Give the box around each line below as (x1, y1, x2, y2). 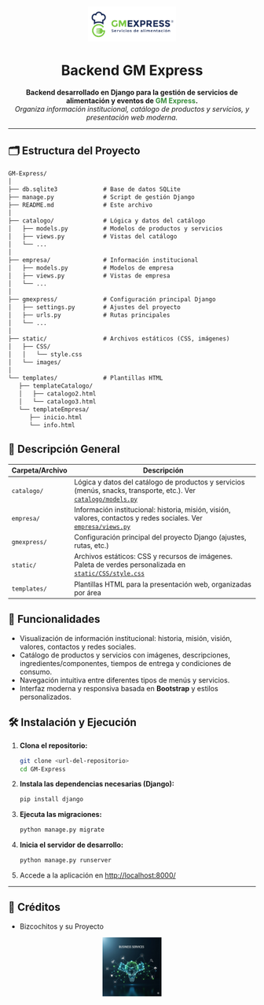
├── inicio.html (28, 413, 82, 422)
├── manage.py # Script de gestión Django (8, 193, 195, 201)
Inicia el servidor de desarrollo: (19, 840, 124, 850)
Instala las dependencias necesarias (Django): (19, 779, 175, 789)
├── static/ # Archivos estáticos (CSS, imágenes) (8, 334, 230, 343)
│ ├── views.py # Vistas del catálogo (8, 232, 178, 241)
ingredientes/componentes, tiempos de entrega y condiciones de (19, 658, 232, 668)
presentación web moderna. (86, 112, 178, 123)
